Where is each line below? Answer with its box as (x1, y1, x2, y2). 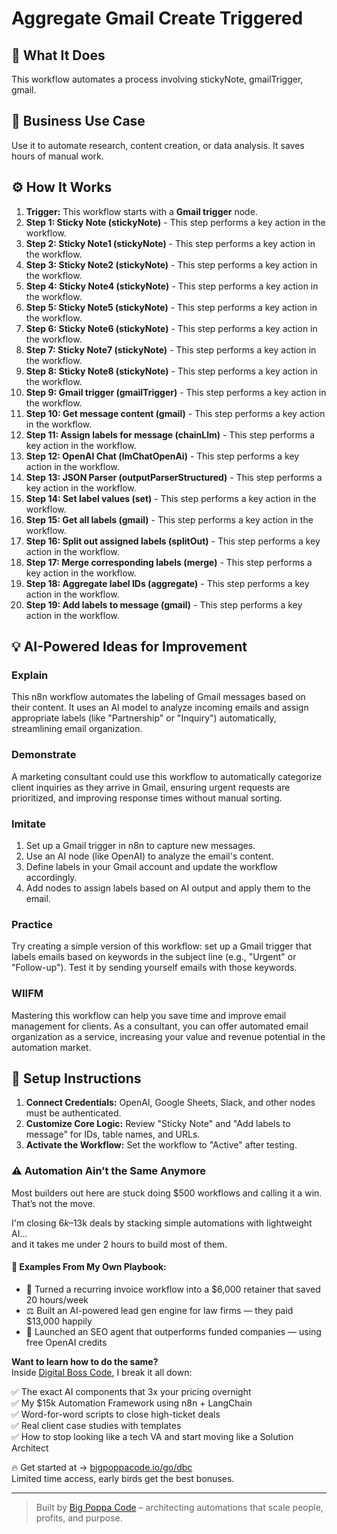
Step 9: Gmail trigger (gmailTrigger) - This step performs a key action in (25, 386, 327, 398)
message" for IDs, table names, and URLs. (25, 1128, 201, 1141)
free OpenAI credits (25, 1336, 108, 1348)
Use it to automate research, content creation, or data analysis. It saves (11, 139, 305, 151)
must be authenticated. (25, 1107, 122, 1119)
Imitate (11, 817, 47, 831)
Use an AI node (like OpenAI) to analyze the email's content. (25, 850, 274, 862)
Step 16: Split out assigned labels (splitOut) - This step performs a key (25, 535, 321, 547)
